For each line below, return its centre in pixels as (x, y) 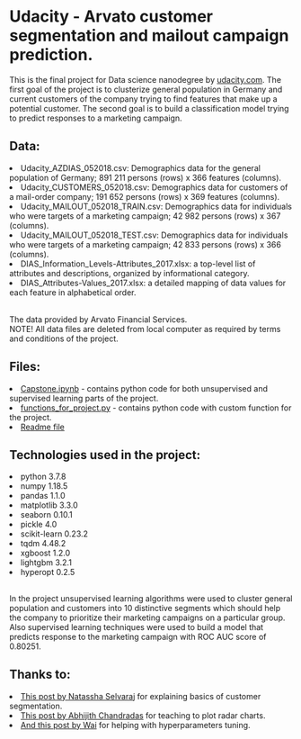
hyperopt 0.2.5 (48, 572)
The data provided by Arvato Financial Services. (98, 319)
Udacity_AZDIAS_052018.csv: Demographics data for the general (141, 167)
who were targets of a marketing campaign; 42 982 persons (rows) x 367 (145, 216)
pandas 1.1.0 (43, 496)
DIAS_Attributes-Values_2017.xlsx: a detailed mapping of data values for (154, 283)
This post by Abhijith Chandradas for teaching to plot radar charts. (143, 715)
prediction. (51, 55)
